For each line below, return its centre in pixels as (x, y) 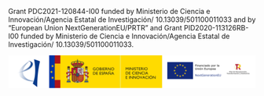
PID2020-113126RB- (216, 28)
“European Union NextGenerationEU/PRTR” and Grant (95, 28)
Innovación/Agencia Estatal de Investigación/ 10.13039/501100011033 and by (132, 20)
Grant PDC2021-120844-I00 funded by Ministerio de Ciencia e (109, 11)
